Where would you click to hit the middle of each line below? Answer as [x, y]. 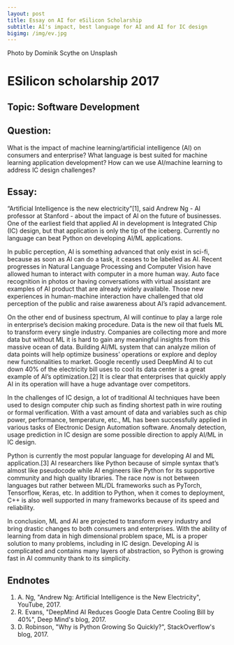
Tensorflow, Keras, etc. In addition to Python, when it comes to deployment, [116, 493]
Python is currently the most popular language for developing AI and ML [111, 456]
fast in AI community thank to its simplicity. [69, 558]
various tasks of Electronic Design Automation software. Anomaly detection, [117, 428]
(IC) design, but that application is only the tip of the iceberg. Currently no [114, 231]
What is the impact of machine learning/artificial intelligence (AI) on [104, 147]
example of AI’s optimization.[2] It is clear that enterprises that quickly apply [117, 377]
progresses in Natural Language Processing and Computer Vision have [109, 267]
